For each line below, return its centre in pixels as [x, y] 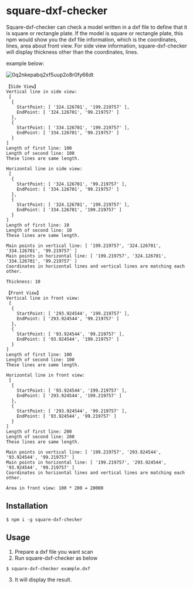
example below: [25, 63]
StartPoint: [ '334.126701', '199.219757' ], [73, 127]
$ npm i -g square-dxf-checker [44, 519]
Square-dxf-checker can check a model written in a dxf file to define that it [97, 27]
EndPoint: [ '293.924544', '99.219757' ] [68, 319]
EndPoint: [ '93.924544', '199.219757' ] [68, 339]
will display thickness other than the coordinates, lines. [72, 52]
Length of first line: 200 [39, 431]
